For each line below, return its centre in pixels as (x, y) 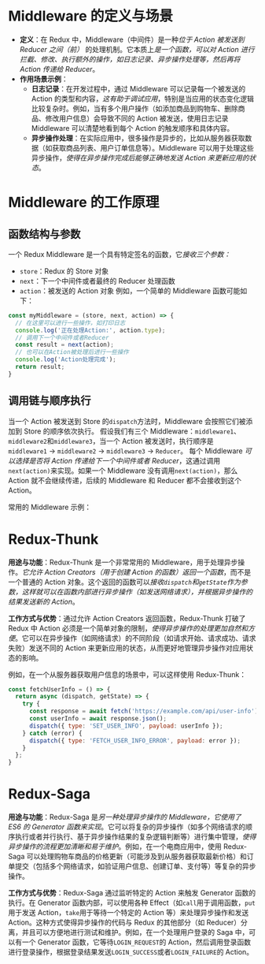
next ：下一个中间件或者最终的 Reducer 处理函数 (97, 281)
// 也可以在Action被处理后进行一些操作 (72, 352)
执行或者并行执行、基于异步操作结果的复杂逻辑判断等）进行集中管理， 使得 (135, 837)
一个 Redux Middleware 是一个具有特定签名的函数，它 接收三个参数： (120, 254)
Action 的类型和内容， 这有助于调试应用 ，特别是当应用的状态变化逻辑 (142, 99)
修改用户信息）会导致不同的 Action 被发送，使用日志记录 (137, 118)
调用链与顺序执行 (50, 401)
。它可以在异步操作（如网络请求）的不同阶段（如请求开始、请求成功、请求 (136, 638)
